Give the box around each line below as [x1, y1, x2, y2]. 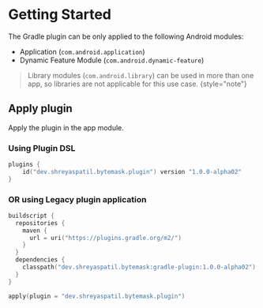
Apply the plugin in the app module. [8, 122, 125, 132]
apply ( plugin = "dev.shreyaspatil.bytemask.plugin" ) [8, 292, 186, 300]
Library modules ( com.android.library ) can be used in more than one [27, 70, 254, 80]
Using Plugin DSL [8, 142, 76, 153]
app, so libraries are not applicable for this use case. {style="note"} [27, 79, 247, 88]
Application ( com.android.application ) [19, 47, 145, 56]
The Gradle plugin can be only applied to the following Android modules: [8, 32, 244, 41]
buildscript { [8, 212, 55, 220]
